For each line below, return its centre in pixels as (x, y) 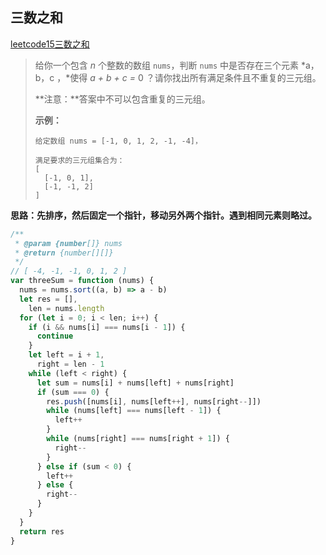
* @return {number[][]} (64, 253)
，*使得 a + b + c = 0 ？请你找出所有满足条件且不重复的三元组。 (189, 77)
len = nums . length (66, 308)
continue (55, 336)
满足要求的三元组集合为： (79, 160)
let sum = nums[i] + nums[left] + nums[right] (135, 383)
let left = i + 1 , (66, 355)
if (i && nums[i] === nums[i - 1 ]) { (107, 327)
